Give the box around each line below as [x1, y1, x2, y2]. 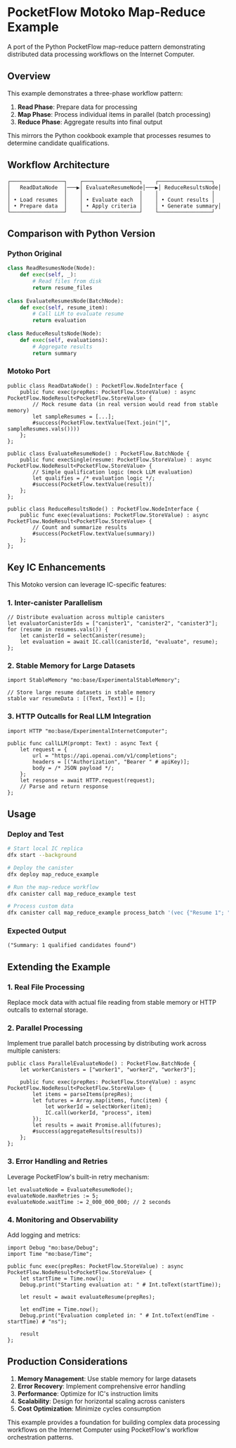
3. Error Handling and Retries [7, 1157, 108, 1167]
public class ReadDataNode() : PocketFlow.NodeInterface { [7, 382, 184, 389]
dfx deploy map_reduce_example [7, 870, 99, 878]
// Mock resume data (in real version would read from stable [32, 400, 218, 408]
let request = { [20, 746, 68, 753]
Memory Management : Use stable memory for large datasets [17, 1374, 197, 1383]
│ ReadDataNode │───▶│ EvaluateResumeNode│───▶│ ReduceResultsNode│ [7, 184, 221, 191]
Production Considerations [7, 1356, 128, 1368]
